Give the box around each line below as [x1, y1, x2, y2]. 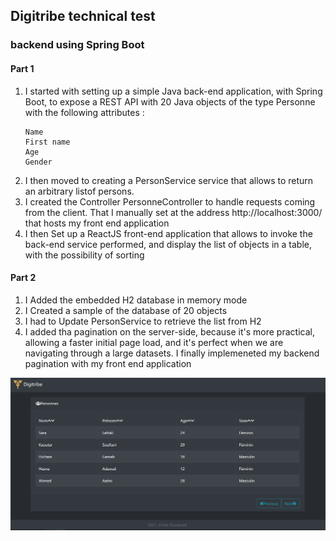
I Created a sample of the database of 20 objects [24, 304, 228, 316]
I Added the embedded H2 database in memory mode [24, 294, 248, 306]
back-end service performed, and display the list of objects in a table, [24, 238, 312, 250]
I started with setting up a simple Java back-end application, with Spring [24, 85, 323, 97]
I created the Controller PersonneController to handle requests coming [24, 195, 316, 208]
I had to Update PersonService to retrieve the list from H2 [24, 315, 262, 327]
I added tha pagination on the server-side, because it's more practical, [24, 325, 315, 338]
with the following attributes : [24, 106, 145, 118]
